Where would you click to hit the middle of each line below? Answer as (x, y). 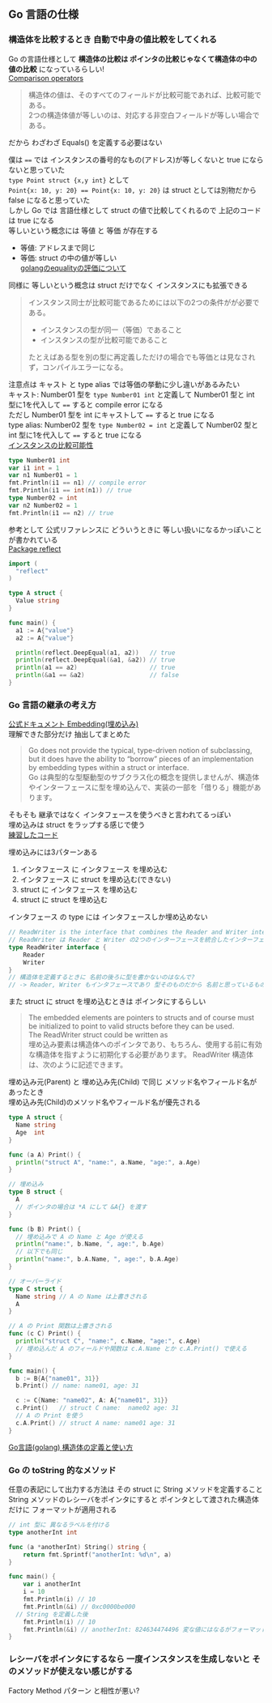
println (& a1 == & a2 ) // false (98, 675)
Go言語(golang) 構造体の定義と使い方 (71, 1447)
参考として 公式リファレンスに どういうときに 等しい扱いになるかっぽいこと (136, 530)
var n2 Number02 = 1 (43, 505)
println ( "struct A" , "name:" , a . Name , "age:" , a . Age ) (108, 1162)
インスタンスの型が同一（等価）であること (111, 330)
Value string (38, 601)
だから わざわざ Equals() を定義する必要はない (85, 142)
